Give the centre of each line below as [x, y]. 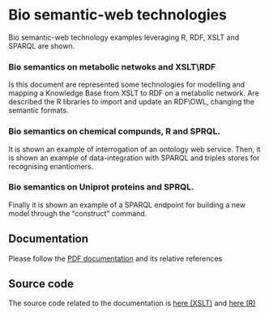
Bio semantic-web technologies [117, 15]
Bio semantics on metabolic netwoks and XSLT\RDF [112, 66]
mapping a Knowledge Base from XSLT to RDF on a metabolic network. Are [134, 93]
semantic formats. [38, 110]
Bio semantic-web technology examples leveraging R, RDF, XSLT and [124, 37]
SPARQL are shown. [42, 45]
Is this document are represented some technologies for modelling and [127, 85]
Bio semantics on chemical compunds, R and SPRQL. [114, 131]
